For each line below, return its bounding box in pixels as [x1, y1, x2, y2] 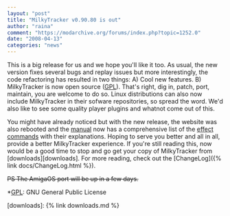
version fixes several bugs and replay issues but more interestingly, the [7, 68, 208, 76]
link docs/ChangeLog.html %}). [7, 162, 96, 169]
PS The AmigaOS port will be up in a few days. [7, 175, 139, 182]
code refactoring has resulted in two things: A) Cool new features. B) [7, 75, 202, 83]
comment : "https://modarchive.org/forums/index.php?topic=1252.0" [7, 29, 201, 36]
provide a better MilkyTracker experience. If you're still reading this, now [7, 140, 212, 147]
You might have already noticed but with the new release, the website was [7, 118, 218, 125]
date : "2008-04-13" [7, 36, 63, 43]
